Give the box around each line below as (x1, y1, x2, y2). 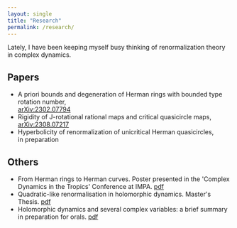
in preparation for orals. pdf (17, 212, 99, 221)
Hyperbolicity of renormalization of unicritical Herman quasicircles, (17, 128, 214, 136)
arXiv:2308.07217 (17, 120, 70, 129)
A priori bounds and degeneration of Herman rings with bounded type (17, 90, 223, 99)
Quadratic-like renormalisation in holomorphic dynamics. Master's (17, 190, 211, 198)
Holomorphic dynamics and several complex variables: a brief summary (17, 205, 228, 213)
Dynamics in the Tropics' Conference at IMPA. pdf (17, 183, 165, 190)
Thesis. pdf (17, 197, 51, 206)
